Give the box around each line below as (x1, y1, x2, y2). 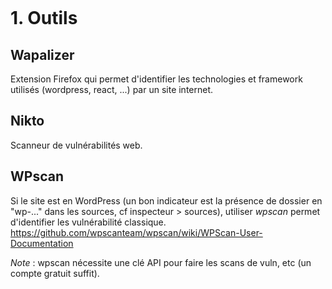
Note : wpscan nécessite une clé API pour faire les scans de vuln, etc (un (10, 256, 312, 268)
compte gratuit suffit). (10, 267, 100, 279)
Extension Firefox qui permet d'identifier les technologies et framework (10, 73, 303, 85)
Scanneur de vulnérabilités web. (10, 139, 143, 151)
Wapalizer (10, 46, 75, 63)
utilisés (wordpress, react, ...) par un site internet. (10, 84, 214, 95)
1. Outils (10, 7, 78, 30)
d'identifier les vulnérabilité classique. (10, 216, 167, 228)
